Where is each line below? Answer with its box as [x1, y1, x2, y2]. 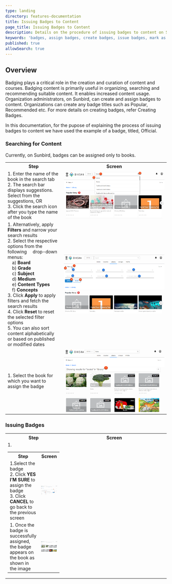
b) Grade [12, 265, 32, 271]
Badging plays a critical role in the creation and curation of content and [5, 80, 155, 86]
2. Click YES [10, 471, 36, 477]
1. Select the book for [7, 373, 53, 379]
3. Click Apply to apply [7, 293, 56, 299]
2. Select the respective [7, 238, 58, 244]
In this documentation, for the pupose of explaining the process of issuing [5, 122, 161, 128]
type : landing [5, 8, 36, 13]
